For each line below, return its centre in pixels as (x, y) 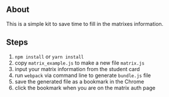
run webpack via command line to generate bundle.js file (83, 75)
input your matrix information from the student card (77, 69)
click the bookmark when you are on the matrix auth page (85, 88)
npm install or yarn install (49, 56)
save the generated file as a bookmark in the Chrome (79, 81)
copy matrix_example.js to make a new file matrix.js (79, 63)
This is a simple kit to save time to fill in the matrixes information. (85, 24)
